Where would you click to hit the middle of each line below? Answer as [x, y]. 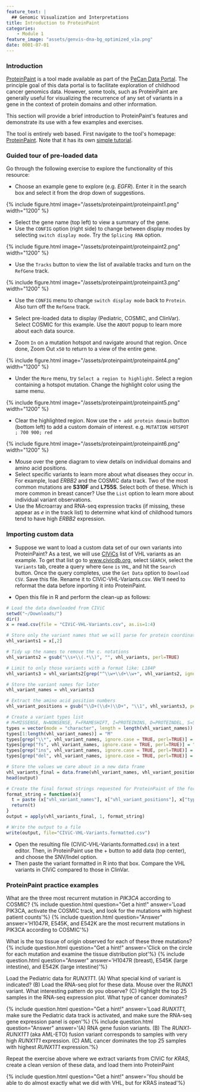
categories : [21, 28]
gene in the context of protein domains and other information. [82, 105]
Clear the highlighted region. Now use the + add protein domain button [102, 421]
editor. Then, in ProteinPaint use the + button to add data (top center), [100, 850]
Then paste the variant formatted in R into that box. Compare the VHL [100, 863]
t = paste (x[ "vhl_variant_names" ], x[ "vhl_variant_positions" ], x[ [98, 800]
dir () [13, 619]
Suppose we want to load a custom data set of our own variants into [99, 547]
